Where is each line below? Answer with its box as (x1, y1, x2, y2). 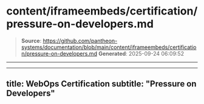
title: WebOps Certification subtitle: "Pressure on (6, 79, 197, 89)
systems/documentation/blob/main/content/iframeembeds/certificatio (21, 44, 197, 51)
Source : (21, 37, 42, 44)
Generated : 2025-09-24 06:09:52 (98, 50, 184, 57)
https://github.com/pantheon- (42, 37, 118, 44)
